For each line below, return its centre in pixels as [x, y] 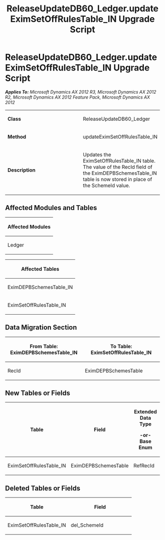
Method [17, 137]
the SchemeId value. [106, 185]
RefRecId [144, 466]
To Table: [121, 346]
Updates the [97, 154]
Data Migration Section [41, 328]
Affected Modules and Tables [51, 208]
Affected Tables [41, 269]
